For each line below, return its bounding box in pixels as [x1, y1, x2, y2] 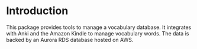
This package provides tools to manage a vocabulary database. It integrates [6, 24, 192, 31]
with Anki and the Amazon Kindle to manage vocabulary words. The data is [6, 30, 189, 37]
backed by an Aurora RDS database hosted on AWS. [6, 36, 134, 43]
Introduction [6, 4, 69, 18]
